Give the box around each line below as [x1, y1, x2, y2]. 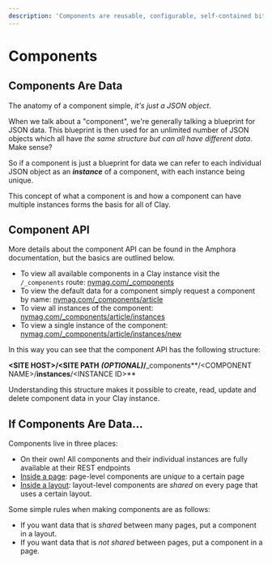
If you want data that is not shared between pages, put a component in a [19, 537, 263, 548]
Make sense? [8, 142, 53, 152]
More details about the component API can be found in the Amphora [8, 244, 236, 254]
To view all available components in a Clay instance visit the [19, 269, 220, 278]
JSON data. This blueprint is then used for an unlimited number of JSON [8, 125, 249, 135]
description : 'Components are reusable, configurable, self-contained [8, 11, 252, 20]
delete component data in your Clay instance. [8, 394, 160, 403]
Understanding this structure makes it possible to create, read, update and [8, 385, 257, 394]
